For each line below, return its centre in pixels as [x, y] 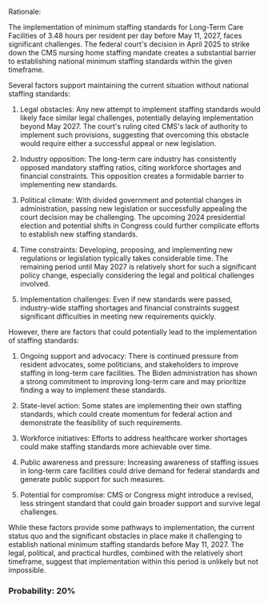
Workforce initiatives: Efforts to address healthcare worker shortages [134, 438]
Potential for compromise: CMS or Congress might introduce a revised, [136, 495]
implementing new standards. [69, 184]
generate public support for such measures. [92, 479]
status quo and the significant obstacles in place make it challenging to [125, 536]
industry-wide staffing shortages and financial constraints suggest [130, 308]
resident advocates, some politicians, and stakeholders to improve [129, 365]
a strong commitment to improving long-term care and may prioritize [133, 381]
